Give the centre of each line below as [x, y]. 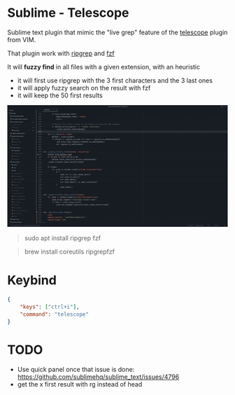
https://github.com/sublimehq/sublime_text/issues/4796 [98, 377]
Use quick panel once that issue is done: [76, 369]
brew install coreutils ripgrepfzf [70, 252]
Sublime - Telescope [68, 13]
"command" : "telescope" [55, 314]
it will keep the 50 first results [60, 95]
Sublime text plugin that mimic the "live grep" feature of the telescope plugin [117, 32]
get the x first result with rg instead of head [80, 384]
